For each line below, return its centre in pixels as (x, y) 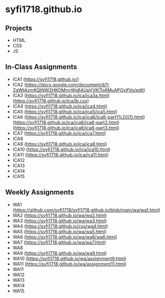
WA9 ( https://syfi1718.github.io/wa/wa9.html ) (60, 253)
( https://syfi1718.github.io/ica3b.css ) (51, 101)
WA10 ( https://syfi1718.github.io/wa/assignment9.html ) (70, 258)
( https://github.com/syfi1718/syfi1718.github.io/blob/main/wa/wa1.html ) (87, 210)
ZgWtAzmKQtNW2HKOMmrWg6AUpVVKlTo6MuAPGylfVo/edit (78, 90)
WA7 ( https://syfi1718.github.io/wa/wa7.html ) (59, 242)
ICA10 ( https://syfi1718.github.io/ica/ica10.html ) (61, 149)
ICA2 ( (19, 84)
